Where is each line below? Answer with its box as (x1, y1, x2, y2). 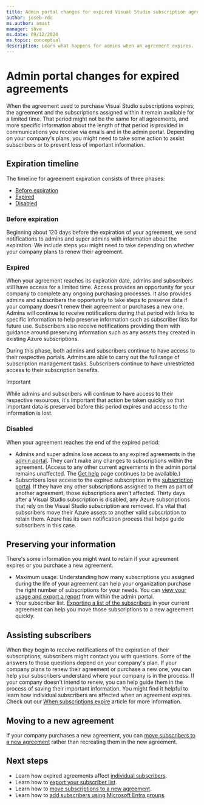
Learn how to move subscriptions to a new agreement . (15, 785, 152, 792)
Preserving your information (6, 539, 116, 549)
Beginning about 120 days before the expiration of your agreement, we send (6, 228, 197, 236)
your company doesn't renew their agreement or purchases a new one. (6, 303, 185, 311)
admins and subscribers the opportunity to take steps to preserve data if (6, 297, 188, 304)
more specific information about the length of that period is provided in (6, 121, 184, 128)
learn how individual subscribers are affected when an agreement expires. (6, 692, 192, 699)
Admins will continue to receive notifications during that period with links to (6, 309, 195, 317)
